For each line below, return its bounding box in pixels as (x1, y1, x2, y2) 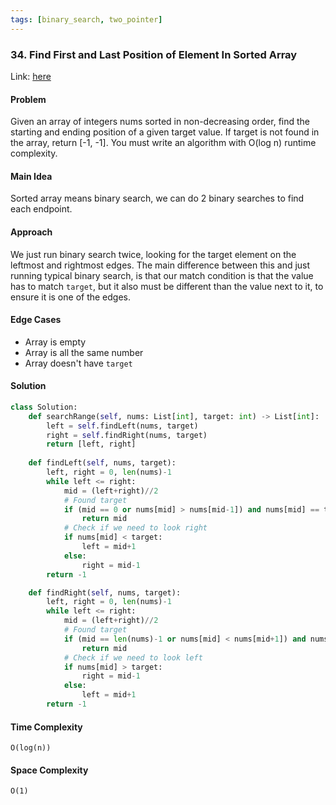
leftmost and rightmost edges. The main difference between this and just (10, 259, 311, 271)
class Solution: (10, 402, 78, 412)
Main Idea (10, 170, 53, 182)
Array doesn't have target (24, 357, 133, 369)
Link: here (10, 70, 52, 82)
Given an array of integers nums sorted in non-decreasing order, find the (10, 116, 311, 128)
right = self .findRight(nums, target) (46, 430, 208, 440)
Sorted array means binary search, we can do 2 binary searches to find (10, 192, 305, 205)
